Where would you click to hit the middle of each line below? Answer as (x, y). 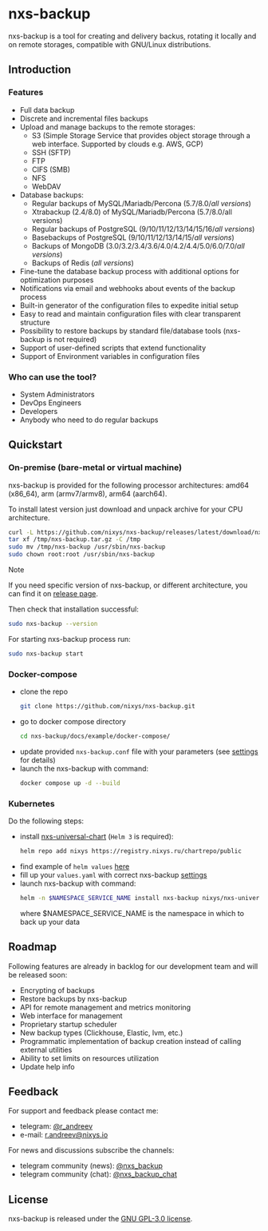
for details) (37, 759)
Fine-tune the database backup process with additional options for (129, 271)
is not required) (72, 339)
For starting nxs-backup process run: (69, 639)
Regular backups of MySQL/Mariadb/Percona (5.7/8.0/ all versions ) (141, 203)
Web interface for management (71, 1015)
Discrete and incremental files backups (84, 118)
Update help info (47, 1066)
